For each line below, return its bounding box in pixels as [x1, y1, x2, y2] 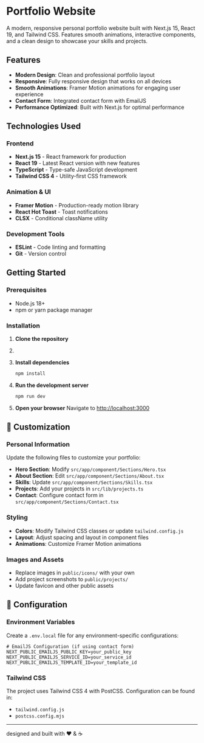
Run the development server [15, 382, 89, 389]
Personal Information [6, 440, 70, 448]
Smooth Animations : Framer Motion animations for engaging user [15, 84, 181, 91]
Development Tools [6, 229, 65, 238]
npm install [15, 371, 46, 377]
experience [15, 90, 44, 98]
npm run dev [15, 393, 46, 399]
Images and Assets [6, 555, 64, 563]
